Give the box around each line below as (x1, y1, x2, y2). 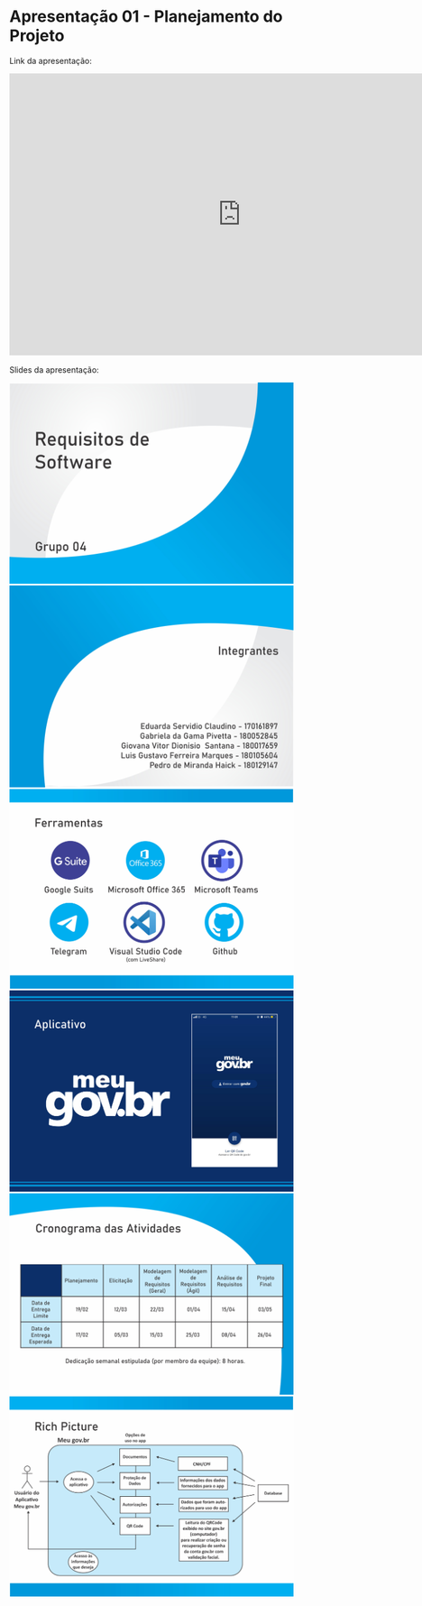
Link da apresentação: (9, 55, 92, 66)
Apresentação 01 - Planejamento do (9, 6, 283, 27)
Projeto (9, 25, 65, 46)
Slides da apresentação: (9, 364, 99, 375)
